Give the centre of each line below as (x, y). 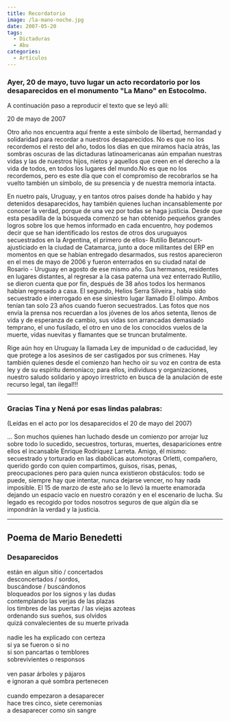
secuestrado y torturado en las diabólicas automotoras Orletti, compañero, (112, 459)
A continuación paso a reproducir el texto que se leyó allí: (88, 106)
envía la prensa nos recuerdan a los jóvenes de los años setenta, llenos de (112, 313)
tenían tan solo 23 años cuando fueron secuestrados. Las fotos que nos (108, 306)
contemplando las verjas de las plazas (61, 601)
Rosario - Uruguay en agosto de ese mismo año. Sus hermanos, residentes (113, 269)
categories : (24, 52)
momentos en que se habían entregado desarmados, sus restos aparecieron (115, 255)
